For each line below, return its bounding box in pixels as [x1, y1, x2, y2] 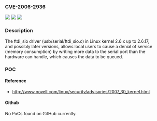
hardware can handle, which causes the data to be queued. [5, 53, 123, 59]
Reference [5, 78, 27, 84]
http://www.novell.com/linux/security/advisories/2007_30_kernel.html [12, 88, 150, 94]
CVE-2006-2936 [5, 3, 46, 10]
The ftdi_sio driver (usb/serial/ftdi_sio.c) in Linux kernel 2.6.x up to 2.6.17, [5, 38, 150, 44]
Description [5, 27, 33, 34]
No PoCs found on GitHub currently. [5, 110, 77, 116]
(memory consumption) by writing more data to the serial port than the [5, 49, 146, 54]
